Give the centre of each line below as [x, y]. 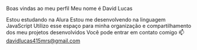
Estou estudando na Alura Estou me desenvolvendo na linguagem [86, 19]
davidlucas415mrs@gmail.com [43, 41]
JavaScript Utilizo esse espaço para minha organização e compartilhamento [99, 26]
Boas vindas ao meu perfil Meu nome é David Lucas [69, 8]
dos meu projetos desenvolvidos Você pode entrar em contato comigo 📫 [95, 32]
